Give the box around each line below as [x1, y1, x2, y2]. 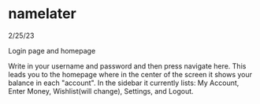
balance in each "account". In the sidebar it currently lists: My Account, [8, 78, 240, 87]
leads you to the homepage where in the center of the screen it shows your [8, 69, 253, 79]
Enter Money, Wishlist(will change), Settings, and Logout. [8, 86, 195, 95]
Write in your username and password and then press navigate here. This [8, 61, 247, 71]
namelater [8, 5, 76, 23]
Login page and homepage [8, 46, 96, 55]
